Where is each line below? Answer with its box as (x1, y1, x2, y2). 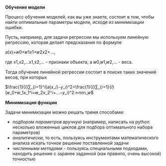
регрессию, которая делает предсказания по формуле (5, 39, 122, 45)
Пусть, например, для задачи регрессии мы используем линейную (5, 34, 149, 40)
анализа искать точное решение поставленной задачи (12, 140, 129, 146)
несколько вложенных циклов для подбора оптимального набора (12, 124, 153, 130)
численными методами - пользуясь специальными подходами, (12, 146, 148, 151)
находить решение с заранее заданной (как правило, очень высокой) (12, 151, 162, 157)
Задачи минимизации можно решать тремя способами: (5, 109, 125, 115)
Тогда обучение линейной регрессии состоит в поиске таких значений (5, 69, 157, 75)
